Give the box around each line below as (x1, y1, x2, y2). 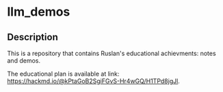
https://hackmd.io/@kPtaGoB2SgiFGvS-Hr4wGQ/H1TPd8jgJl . (7, 77, 180, 85)
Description (7, 31, 58, 43)
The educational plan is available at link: (7, 70, 120, 78)
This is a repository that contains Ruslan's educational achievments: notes (7, 49, 217, 57)
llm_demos (7, 4, 70, 20)
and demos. (7, 57, 41, 65)
